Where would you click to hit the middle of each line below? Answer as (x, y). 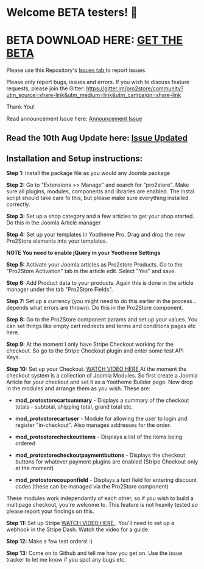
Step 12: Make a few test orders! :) (50, 542)
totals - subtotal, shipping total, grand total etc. (74, 407)
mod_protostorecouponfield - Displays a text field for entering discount (106, 480)
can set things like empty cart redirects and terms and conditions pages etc (101, 326)
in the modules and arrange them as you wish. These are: (79, 388)
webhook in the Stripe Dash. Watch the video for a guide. (78, 529)
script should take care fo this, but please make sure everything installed (97, 198)
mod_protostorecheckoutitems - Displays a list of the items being (99, 437)
